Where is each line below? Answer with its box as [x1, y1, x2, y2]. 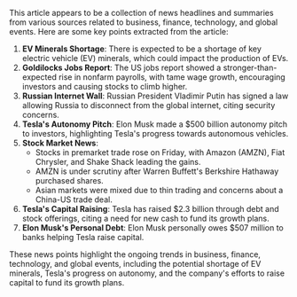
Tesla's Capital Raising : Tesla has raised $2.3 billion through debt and [21, 204, 279, 214]
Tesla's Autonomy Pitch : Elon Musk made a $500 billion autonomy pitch [21, 119, 288, 129]
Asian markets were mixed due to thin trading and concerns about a [35, 185, 284, 195]
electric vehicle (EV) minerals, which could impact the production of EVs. [21, 53, 289, 63]
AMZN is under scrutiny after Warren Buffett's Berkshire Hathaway [35, 166, 279, 176]
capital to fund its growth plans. [9, 277, 125, 287]
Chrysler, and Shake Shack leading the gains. [35, 157, 201, 167]
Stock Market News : [21, 137, 99, 148]
